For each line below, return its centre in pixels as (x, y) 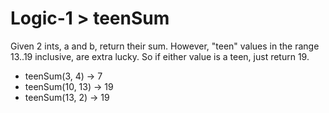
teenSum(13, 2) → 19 (67, 97)
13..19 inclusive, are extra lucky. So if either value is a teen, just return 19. (160, 56)
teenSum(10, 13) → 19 (69, 86)
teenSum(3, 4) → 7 (63, 76)
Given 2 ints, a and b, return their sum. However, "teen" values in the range (165, 46)
